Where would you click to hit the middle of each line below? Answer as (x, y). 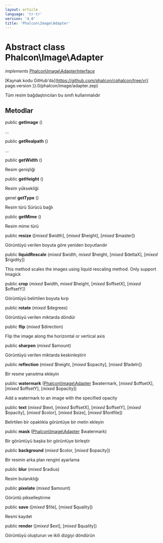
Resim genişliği (20, 169)
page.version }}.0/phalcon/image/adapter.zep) (52, 86)
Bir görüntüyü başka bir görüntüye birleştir (48, 441)
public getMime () (23, 217)
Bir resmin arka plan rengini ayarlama (42, 460)
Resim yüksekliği (22, 188)
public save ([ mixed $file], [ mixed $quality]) (49, 507)
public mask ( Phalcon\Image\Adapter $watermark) (56, 431)
